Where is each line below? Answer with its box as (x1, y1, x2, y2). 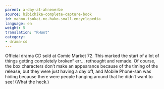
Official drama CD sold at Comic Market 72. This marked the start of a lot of (5, 53, 160, 59)
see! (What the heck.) (5, 79, 50, 85)
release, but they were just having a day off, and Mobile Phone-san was (5, 68, 152, 74)
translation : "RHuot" (5, 30, 50, 35)
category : (5, 35, 26, 40)
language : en (5, 21, 32, 26)
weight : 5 (5, 26, 26, 30)
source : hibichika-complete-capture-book (5, 12, 92, 17)
